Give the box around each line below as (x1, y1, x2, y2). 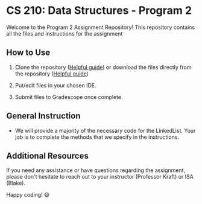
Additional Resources (6, 150, 89, 161)
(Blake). (6, 179, 26, 187)
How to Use (6, 48, 51, 58)
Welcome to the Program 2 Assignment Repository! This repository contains (6, 24, 195, 31)
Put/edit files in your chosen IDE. (14, 81, 96, 89)
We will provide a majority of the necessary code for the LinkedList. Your (14, 127, 196, 134)
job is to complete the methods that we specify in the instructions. (14, 133, 180, 141)
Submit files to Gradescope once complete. (14, 93, 123, 100)
